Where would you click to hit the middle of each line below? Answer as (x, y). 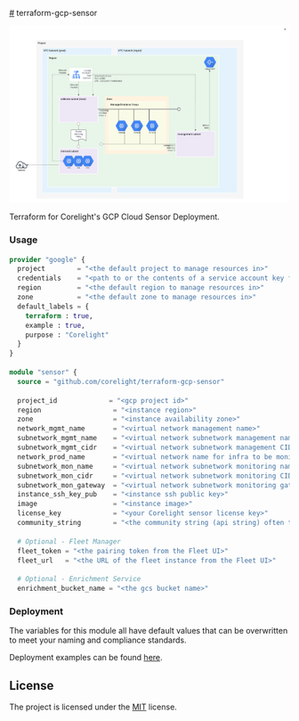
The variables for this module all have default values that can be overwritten (149, 631)
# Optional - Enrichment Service (79, 579)
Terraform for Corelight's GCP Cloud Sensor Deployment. (114, 217)
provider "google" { (48, 259)
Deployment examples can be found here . (86, 658)
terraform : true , (59, 315)
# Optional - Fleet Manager (69, 541)
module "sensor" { (43, 373)
